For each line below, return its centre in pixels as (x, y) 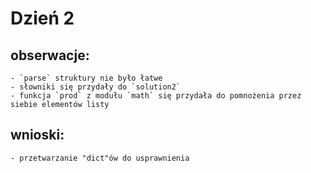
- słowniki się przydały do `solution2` (96, 87)
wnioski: (37, 135)
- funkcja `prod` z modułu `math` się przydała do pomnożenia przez (156, 96)
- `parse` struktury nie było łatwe (86, 78)
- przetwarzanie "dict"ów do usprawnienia (100, 158)
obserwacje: (50, 55)
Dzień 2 (42, 18)
